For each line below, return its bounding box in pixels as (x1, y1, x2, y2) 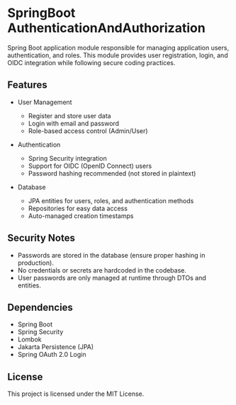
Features (7, 79, 47, 91)
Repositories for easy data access (28, 204, 128, 212)
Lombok (17, 335, 43, 344)
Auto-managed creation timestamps (28, 211, 134, 220)
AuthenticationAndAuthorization (7, 20, 206, 36)
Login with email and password (28, 119, 119, 127)
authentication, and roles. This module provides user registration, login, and (7, 51, 228, 59)
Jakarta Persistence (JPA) (17, 343, 94, 351)
